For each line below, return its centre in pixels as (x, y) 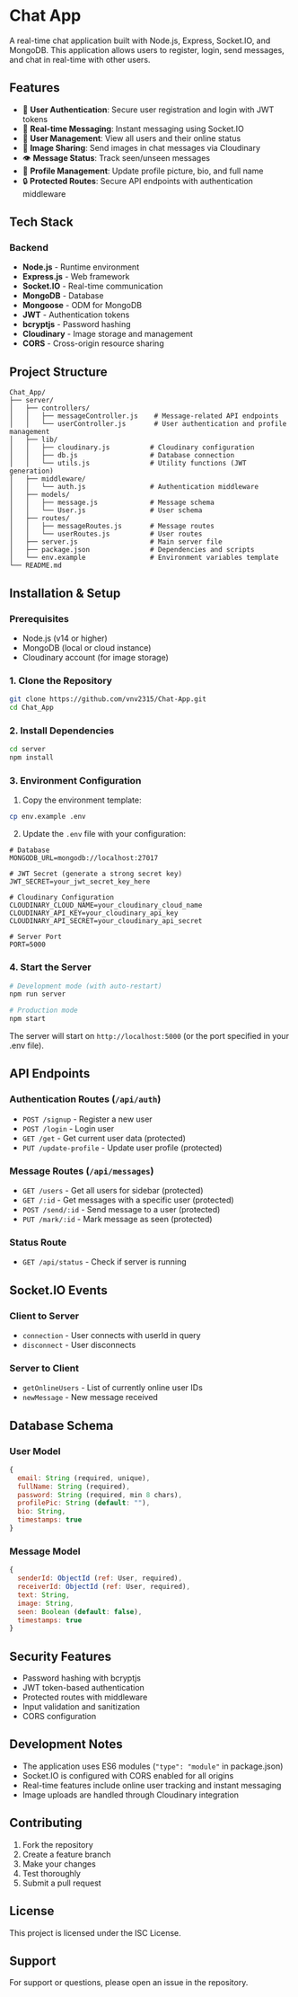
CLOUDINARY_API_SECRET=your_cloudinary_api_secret (106, 921)
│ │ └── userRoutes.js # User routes (106, 534)
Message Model (45, 1551)
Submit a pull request (61, 1883)
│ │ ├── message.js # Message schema (112, 503)
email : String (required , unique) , (84, 1478)
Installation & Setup (65, 593)
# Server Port (36, 937)
